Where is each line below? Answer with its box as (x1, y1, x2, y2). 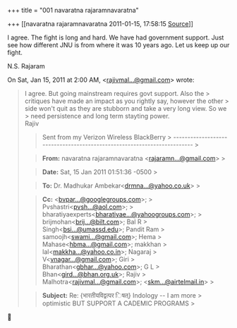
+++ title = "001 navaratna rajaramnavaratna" (7, 6, 139, 14)
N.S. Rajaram (7, 62, 45, 70)
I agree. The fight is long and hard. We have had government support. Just (7, 33, 224, 42)
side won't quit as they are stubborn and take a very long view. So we (24, 104, 227, 112)
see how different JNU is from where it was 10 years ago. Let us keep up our (7, 41, 230, 49)
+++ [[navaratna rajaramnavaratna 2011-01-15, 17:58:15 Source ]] (7, 20, 194, 28)
